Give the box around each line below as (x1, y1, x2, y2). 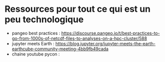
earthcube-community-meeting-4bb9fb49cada (11, 46, 109, 52)
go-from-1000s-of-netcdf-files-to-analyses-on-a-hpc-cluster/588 (11, 35, 147, 41)
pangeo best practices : (11, 30, 60, 36)
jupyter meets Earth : (11, 40, 55, 46)
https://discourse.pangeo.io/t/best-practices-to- (61, 30, 160, 36)
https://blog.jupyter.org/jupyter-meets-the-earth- (55, 40, 156, 46)
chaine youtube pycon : (11, 51, 60, 57)
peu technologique (4, 14, 84, 25)
